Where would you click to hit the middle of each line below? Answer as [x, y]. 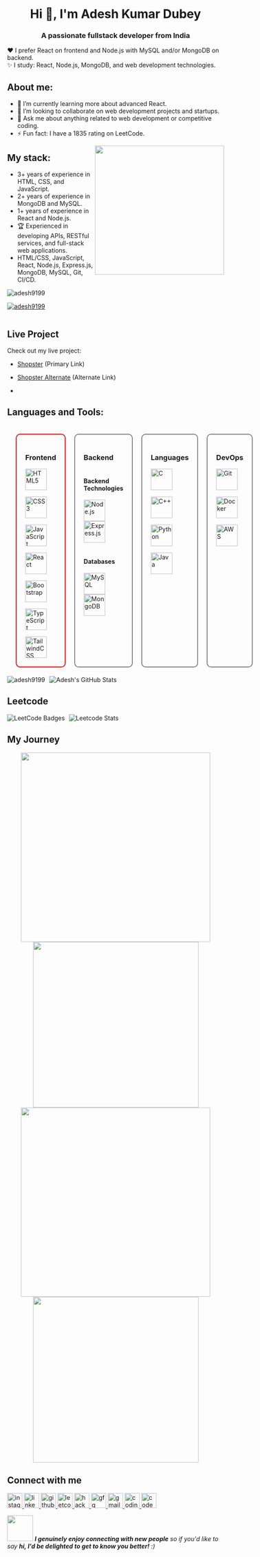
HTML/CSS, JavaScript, [51, 258]
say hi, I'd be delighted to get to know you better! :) [81, 1546]
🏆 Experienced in [43, 226]
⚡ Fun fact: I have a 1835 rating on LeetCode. [81, 134]
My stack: [29, 158]
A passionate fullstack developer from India [116, 36]
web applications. [42, 251]
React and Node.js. [44, 218]
